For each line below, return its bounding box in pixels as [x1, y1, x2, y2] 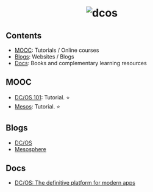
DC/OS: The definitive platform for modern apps [14, 179, 135, 187]
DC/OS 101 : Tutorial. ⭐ [14, 93, 71, 101]
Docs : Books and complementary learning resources [14, 60, 147, 66]
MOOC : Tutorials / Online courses [14, 46, 99, 54]
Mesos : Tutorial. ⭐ [14, 102, 60, 110]
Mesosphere [14, 145, 46, 152]
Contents [5, 30, 42, 41]
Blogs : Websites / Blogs [14, 53, 74, 60]
